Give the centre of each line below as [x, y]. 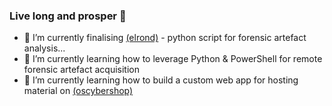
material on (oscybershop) [78, 91]
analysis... [44, 48]
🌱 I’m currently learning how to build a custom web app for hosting [161, 80]
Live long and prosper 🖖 [68, 16]
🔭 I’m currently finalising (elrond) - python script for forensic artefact [165, 38]
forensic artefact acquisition [81, 70]
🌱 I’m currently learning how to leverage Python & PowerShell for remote [173, 59]
